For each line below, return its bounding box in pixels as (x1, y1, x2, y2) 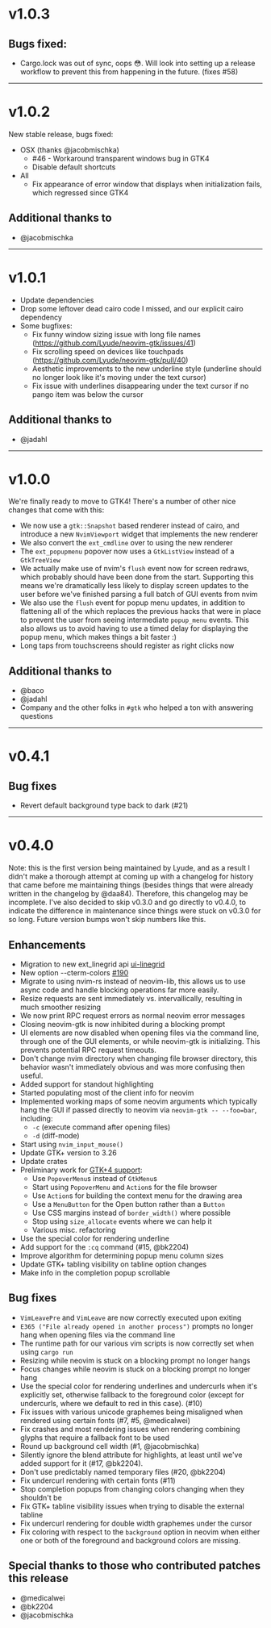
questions (19, 712, 54, 721)
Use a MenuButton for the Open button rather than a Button (31, 1200, 226, 1208)
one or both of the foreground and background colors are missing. (19, 1535, 240, 1545)
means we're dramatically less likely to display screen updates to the (19, 581, 249, 591)
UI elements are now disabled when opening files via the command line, (19, 1028, 260, 1037)
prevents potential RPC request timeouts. (19, 1046, 157, 1054)
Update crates (19, 1157, 68, 1166)
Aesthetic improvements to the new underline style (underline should (31, 364, 262, 374)
